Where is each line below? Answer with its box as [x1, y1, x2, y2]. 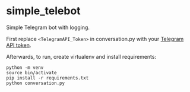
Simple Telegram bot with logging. [6, 24, 90, 31]
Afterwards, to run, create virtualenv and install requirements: [6, 53, 156, 60]
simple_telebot [6, 4, 81, 18]
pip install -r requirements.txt [6, 75, 89, 81]
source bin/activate [6, 69, 58, 75]
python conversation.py [6, 80, 65, 86]
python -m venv [6, 64, 44, 71]
